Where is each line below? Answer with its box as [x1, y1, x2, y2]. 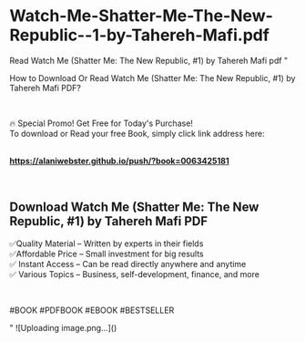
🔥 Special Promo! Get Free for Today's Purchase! [9, 118, 194, 129]
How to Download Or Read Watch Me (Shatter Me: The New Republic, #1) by [9, 72, 296, 83]
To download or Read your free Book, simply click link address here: [9, 128, 266, 139]
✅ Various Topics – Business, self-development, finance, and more [9, 268, 259, 279]
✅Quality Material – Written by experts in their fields [9, 238, 204, 249]
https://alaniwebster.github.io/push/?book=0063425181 [9, 155, 229, 166]
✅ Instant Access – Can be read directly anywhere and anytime [9, 258, 247, 269]
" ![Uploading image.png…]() [9, 322, 117, 333]
